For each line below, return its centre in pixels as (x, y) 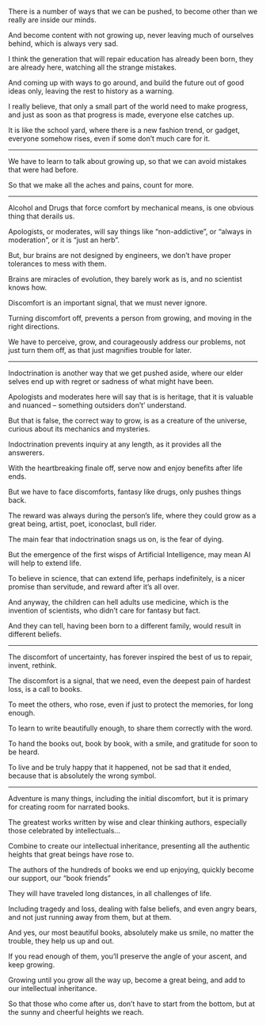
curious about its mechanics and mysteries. (79, 429)
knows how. (28, 287)
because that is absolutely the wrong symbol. (82, 776)
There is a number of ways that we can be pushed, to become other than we (133, 11)
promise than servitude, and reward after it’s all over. (94, 587)
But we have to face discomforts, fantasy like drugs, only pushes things (125, 492)
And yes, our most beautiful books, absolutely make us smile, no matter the (131, 932)
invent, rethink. (32, 665)
